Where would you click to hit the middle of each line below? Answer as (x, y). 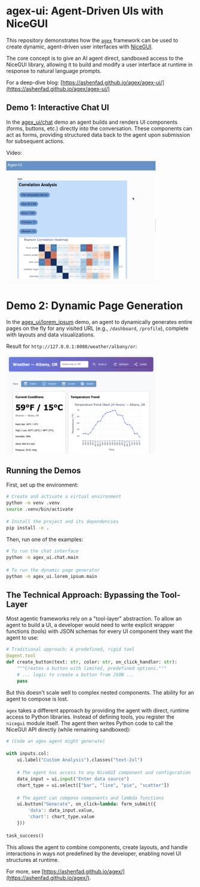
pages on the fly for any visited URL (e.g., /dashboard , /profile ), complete (98, 328)
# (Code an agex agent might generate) (56, 741)
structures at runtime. (33, 860)
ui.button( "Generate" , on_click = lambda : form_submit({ (87, 804)
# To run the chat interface (42, 551)
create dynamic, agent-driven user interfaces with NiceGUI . (80, 47)
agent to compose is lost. (37, 699)
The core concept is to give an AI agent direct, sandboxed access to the (95, 58)
